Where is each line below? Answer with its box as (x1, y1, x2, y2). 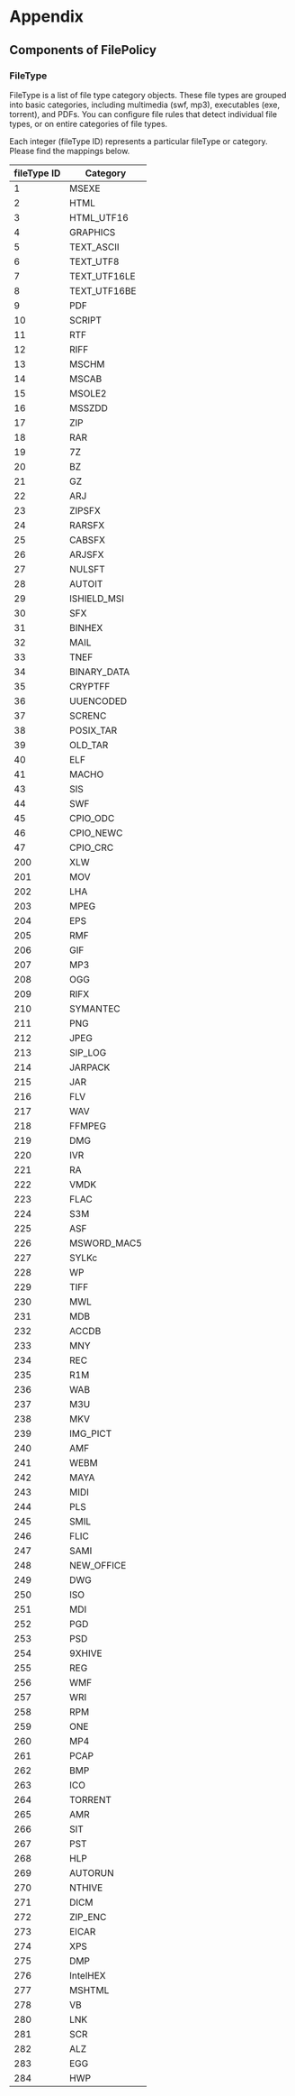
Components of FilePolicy (9, 42, 157, 58)
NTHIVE (68, 1881, 103, 1894)
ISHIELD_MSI (68, 592, 124, 605)
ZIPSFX (68, 504, 101, 517)
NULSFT (68, 563, 105, 575)
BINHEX (68, 621, 103, 634)
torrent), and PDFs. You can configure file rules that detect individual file (9, 108, 277, 119)
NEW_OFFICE (68, 1559, 127, 1571)
